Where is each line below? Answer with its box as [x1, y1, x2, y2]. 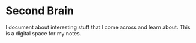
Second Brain [5, 4, 74, 18]
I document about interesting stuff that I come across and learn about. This [5, 24, 191, 31]
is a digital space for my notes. [5, 29, 82, 37]
